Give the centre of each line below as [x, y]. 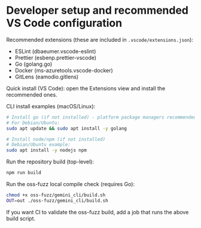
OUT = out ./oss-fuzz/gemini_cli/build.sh [57, 200]
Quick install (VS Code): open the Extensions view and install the [86, 88]
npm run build [24, 173]
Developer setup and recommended [98, 10]
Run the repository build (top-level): [50, 162]
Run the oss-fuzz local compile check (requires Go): [71, 184]
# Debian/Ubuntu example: [38, 145]
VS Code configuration [64, 23]
